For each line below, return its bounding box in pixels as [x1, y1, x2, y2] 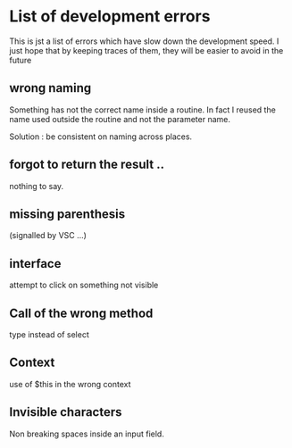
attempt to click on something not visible [9, 279, 159, 291]
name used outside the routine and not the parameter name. [9, 113, 230, 124]
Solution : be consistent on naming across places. [9, 131, 193, 142]
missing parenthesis [9, 206, 126, 221]
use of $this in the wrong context [9, 378, 131, 389]
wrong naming [9, 80, 92, 95]
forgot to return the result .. [9, 157, 165, 172]
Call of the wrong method [9, 305, 154, 320]
